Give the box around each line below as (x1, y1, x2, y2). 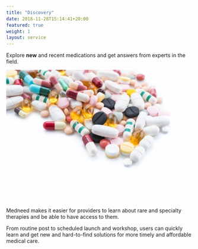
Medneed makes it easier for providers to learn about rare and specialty (6, 207, 182, 214)
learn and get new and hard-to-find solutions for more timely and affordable (6, 231, 191, 238)
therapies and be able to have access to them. (6, 213, 120, 220)
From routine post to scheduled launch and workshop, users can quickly (6, 225, 183, 232)
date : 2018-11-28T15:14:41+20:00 (6, 15, 89, 22)
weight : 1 (6, 29, 31, 34)
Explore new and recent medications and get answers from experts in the (6, 52, 186, 59)
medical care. (6, 237, 40, 244)
